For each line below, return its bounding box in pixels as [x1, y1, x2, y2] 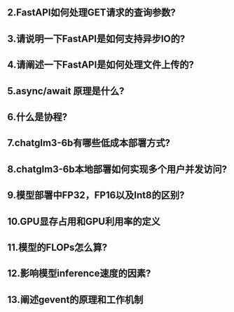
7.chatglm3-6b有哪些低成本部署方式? [7, 137, 170, 149]
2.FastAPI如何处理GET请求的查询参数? [7, 6, 177, 19]
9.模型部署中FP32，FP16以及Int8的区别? [7, 189, 185, 202]
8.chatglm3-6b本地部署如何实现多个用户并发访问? [7, 163, 228, 175]
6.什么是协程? [7, 111, 68, 123]
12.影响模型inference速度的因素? [7, 268, 151, 280]
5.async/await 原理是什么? [7, 85, 125, 97]
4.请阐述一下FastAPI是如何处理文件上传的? [7, 59, 195, 71]
